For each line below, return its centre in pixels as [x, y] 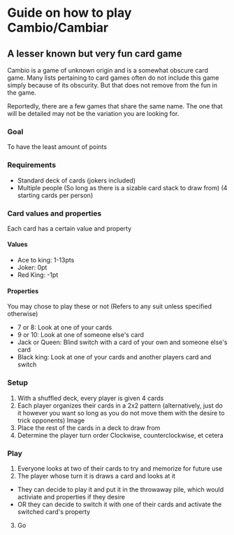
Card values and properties [54, 213]
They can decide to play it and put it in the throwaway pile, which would [120, 489]
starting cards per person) [55, 195]
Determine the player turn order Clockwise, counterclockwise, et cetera [120, 435]
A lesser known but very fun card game [95, 53]
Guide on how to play [70, 13]
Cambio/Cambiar [58, 28]
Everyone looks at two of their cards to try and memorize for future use [120, 468]
